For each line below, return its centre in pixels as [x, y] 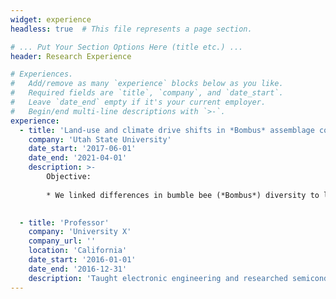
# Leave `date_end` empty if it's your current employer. [138, 102]
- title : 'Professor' [64, 222]
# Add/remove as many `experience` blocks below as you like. [147, 84]
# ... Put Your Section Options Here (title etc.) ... [127, 47]
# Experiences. [42, 74]
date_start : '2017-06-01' [82, 149]
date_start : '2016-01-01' [82, 260]
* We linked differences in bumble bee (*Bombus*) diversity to [183, 195]
